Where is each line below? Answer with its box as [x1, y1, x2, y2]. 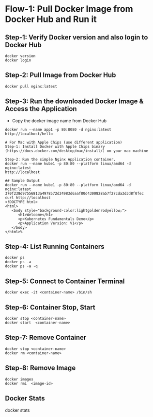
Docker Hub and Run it [5, 14, 97, 25]
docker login [5, 58, 31, 63]
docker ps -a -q [5, 264, 38, 269]
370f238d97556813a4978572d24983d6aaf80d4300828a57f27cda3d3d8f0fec [5, 191, 144, 196]
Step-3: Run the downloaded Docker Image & [5, 97, 144, 106]
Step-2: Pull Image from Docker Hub [5, 71, 116, 79]
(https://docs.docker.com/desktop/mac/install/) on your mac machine [5, 148, 149, 153]
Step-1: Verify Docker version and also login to [5, 33, 148, 41]
